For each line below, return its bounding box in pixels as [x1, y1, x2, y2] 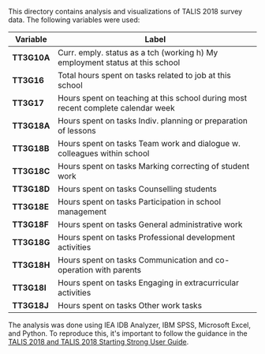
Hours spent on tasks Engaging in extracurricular [58, 277, 239, 288]
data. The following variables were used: [8, 15, 140, 24]
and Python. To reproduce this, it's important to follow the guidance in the [8, 329, 248, 338]
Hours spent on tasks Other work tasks [58, 300, 203, 311]
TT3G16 [12, 75, 45, 85]
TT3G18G [12, 237, 50, 247]
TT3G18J [12, 300, 49, 311]
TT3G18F [12, 219, 49, 230]
